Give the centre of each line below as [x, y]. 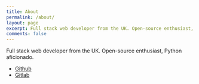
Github [23, 69]
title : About [22, 12]
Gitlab [22, 75]
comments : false [26, 34]
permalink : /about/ [30, 17]
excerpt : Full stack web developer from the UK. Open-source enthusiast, [100, 28]
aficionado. [20, 57]
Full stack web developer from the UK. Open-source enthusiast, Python [94, 51]
